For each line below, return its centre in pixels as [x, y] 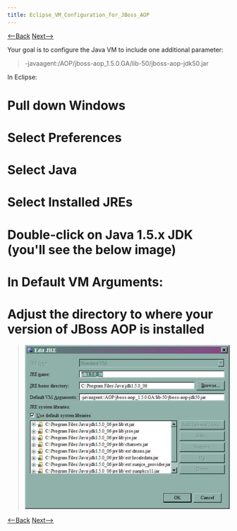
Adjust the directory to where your [110, 314]
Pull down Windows [66, 105]
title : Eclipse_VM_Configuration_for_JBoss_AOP [79, 15]
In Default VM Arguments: [85, 282]
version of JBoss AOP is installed [106, 329]
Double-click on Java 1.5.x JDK [100, 235]
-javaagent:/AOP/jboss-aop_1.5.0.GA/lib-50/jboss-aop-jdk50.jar [117, 63]
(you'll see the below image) [92, 250]
